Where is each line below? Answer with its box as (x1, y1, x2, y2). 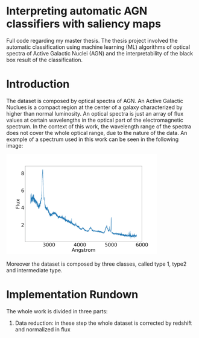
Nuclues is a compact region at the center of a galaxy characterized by (6, 104, 183, 111)
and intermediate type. (6, 267, 63, 274)
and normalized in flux (14, 326, 71, 333)
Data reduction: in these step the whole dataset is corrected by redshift (14, 319, 192, 327)
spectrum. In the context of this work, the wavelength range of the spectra (6, 122, 192, 130)
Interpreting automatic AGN (6, 4, 148, 18)
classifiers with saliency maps (6, 17, 162, 31)
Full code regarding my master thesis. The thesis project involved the (6, 37, 178, 44)
